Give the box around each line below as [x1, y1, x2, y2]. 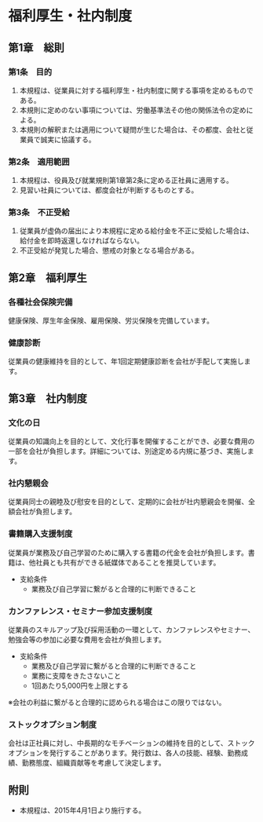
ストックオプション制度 [8, 719, 97, 730]
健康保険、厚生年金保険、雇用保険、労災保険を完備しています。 [8, 316, 214, 326]
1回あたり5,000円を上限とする [31, 681, 129, 691]
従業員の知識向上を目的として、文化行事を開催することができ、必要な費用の [8, 437, 255, 446]
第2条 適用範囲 [8, 156, 70, 167]
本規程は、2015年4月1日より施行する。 [19, 806, 146, 815]
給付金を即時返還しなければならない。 [19, 236, 144, 246]
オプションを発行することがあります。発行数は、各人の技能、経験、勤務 [8, 748, 242, 758]
